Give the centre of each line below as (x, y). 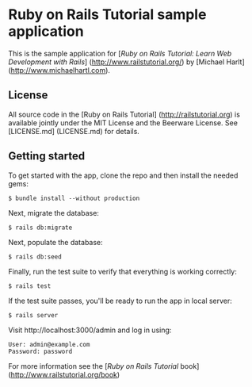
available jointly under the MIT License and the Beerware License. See (123, 123)
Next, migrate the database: (53, 213)
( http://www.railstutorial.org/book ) (64, 374)
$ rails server (33, 315)
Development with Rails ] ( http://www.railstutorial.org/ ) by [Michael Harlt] (127, 62)
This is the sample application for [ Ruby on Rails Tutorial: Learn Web (120, 53)
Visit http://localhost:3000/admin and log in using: (90, 330)
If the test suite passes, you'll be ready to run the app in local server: (120, 301)
